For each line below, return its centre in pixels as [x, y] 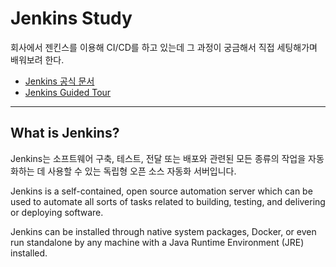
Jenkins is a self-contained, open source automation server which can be [161, 191]
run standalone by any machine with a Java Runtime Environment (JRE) [157, 242]
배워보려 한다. [37, 59]
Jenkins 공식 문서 [59, 81]
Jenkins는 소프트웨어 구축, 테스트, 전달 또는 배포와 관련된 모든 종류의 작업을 [158, 158]
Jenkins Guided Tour [68, 92]
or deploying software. [57, 212]
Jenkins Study [71, 18]
